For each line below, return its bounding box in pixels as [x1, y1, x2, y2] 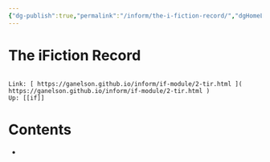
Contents [8, 120, 72, 139]
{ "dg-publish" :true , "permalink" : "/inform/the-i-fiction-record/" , [8, 11, 235, 20]
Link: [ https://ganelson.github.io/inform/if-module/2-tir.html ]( [8, 79, 243, 88]
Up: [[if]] [8, 94, 45, 102]
